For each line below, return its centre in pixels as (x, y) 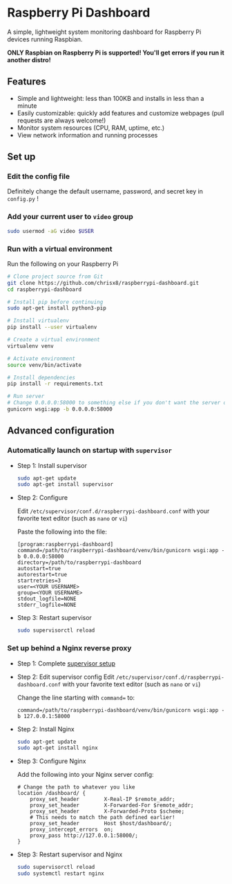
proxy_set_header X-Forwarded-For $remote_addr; (112, 806)
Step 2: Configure (42, 498)
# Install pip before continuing (55, 302)
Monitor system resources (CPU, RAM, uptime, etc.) (91, 128)
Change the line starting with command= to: (76, 697)
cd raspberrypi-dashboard (44, 289)
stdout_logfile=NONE (47, 599)
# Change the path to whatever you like (76, 787)
